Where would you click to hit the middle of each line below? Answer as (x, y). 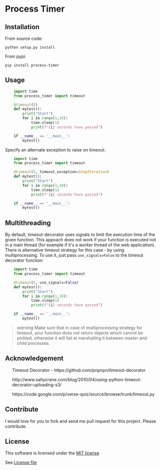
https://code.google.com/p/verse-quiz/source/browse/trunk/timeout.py (83, 394)
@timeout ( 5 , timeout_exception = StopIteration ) (61, 172)
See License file (21, 463)
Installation (22, 27)
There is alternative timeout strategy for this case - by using (65, 250)
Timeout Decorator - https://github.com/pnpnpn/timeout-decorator (79, 370)
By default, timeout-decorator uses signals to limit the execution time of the (80, 235)
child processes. (33, 343)
